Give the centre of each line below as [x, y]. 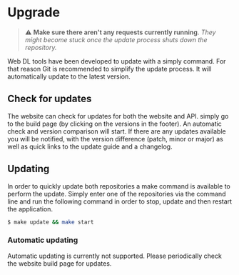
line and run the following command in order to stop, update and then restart [120, 201]
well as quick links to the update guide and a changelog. [90, 146]
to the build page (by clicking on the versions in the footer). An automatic [115, 124]
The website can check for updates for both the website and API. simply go [118, 116]
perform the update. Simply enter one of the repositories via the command [117, 194]
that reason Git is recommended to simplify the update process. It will [110, 69]
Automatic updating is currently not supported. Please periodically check [115, 256]
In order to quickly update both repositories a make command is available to [119, 186]
